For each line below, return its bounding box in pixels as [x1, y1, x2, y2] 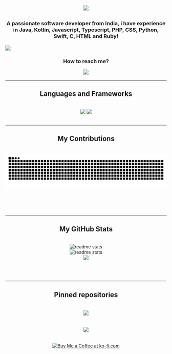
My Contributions [57, 134, 115, 143]
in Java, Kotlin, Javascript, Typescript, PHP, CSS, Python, [13, 26, 159, 33]
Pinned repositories [54, 290, 118, 299]
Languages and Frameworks [39, 89, 133, 99]
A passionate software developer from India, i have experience [6, 20, 166, 27]
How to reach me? [63, 57, 109, 65]
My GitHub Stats [59, 225, 113, 233]
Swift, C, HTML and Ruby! [53, 33, 119, 40]
